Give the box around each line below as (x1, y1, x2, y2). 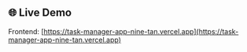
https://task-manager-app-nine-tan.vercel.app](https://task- (43, 26, 239, 36)
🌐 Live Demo (8, 6, 72, 19)
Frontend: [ (8, 26, 45, 36)
